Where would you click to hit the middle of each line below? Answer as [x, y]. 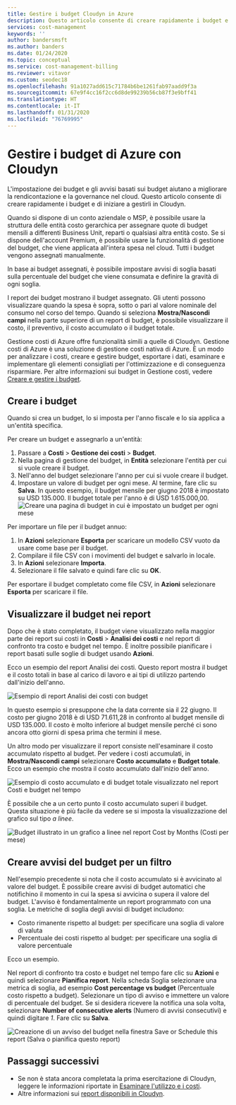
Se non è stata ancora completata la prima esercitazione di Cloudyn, [117, 1078]
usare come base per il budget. [63, 548]
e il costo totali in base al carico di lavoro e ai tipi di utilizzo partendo [106, 675]
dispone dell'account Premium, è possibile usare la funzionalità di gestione [116, 240]
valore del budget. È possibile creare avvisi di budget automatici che [106, 886]
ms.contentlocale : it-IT [44, 106]
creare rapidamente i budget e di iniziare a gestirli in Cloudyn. [97, 204]
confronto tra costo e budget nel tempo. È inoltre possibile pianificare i [110, 646]
